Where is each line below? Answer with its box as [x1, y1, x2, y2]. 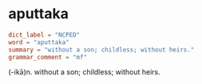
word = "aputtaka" [8, 38, 69, 46]
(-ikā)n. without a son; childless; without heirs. [8, 67, 161, 77]
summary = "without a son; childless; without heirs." [8, 45, 195, 54]
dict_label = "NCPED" [8, 31, 81, 39]
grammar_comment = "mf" [8, 53, 88, 61]
